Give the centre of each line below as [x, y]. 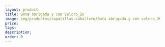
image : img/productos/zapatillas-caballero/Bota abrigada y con [72, 19]
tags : [11, 28]
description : [18, 32]
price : [12, 23]
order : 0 [14, 37]
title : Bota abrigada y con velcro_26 [45, 14]
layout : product [22, 10]
